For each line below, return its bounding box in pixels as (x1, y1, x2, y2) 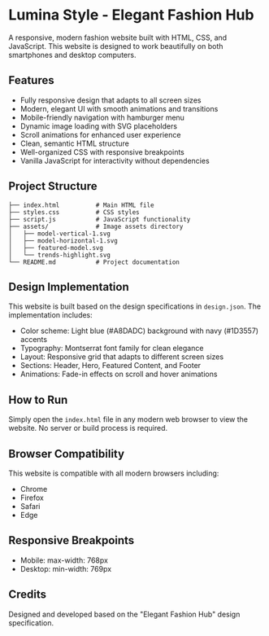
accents (20, 335, 47, 344)
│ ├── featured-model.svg (8, 243, 104, 252)
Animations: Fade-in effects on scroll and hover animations (20, 369, 218, 379)
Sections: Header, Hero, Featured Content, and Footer (20, 361, 202, 371)
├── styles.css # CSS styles (8, 208, 140, 217)
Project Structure (8, 179, 98, 193)
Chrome (20, 485, 48, 493)
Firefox (20, 493, 45, 502)
